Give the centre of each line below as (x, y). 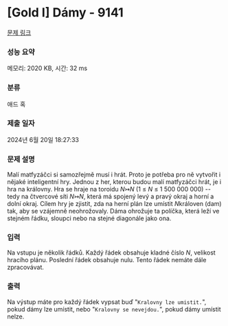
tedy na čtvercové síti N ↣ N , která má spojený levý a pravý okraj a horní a (111, 196)
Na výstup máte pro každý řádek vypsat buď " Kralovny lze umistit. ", (107, 302)
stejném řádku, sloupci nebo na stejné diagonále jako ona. (89, 218)
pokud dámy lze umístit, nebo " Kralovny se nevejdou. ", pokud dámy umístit (114, 309)
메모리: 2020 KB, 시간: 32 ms (47, 68)
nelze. (16, 316)
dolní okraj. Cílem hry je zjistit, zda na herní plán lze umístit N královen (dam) (114, 204)
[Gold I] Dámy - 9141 (65, 13)
